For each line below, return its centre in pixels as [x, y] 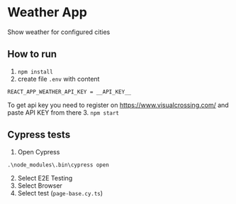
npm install [35, 72]
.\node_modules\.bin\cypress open [58, 165]
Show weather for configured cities [59, 32]
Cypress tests [39, 135]
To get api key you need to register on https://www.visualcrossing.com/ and [118, 105]
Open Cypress [39, 152]
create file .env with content [58, 79]
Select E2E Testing [45, 178]
